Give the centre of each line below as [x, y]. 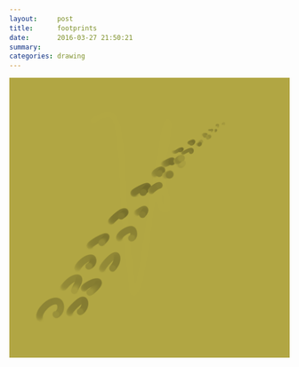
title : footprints [53, 28]
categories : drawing [48, 56]
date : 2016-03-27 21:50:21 [71, 37]
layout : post [41, 19]
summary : [25, 47]
